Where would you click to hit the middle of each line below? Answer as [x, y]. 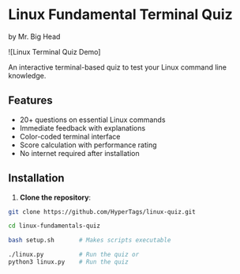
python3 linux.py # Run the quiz [68, 262]
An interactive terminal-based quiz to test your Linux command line [118, 67]
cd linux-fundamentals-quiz [54, 226]
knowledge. [27, 75]
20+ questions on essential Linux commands [92, 120]
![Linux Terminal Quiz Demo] [54, 51]
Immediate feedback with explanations [82, 127]
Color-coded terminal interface [70, 136]
